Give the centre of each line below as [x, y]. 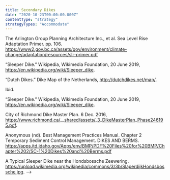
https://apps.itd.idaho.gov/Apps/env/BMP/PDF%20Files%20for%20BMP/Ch [85, 146]
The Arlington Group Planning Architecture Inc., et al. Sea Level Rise [77, 39]
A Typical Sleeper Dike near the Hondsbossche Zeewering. [67, 161]
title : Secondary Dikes [31, 10]
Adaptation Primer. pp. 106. [34, 44]
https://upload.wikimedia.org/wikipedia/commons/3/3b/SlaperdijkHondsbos [85, 167]
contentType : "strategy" [32, 19]
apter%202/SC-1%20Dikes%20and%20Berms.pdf [59, 151]
